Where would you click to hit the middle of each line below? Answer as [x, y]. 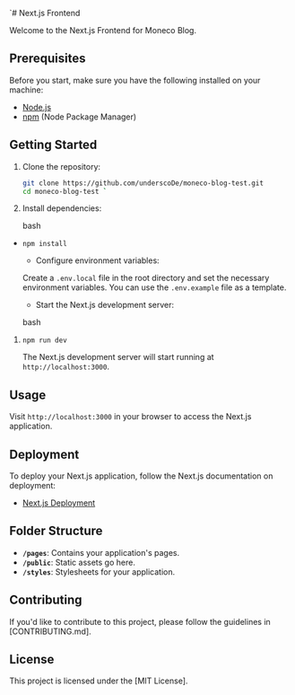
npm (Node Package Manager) [79, 117]
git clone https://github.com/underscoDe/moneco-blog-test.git [143, 183]
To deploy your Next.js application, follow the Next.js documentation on [141, 476]
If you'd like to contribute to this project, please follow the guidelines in [140, 621]
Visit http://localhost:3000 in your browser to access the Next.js [130, 417]
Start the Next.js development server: [105, 305]
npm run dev [44, 340]
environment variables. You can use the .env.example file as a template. [154, 287]
